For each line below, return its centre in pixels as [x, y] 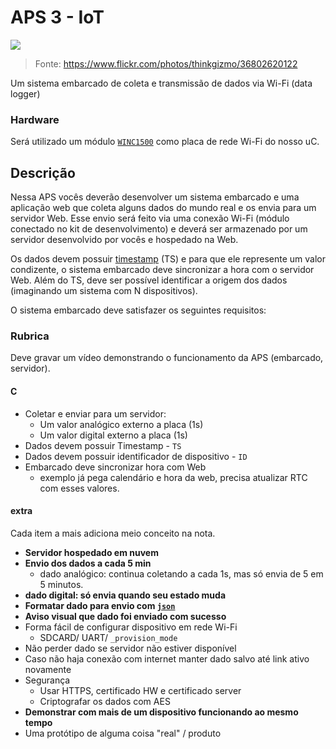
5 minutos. [61, 584]
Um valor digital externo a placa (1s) [113, 435]
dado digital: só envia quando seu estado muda [125, 595]
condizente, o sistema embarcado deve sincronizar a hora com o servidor [162, 270]
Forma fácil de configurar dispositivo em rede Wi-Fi [131, 627]
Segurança [47, 680]
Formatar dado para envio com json [100, 605]
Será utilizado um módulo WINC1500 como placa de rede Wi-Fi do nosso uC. [165, 142]
